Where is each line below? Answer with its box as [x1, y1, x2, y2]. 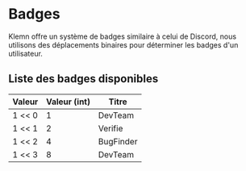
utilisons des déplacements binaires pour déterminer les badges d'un [8, 40, 239, 49]
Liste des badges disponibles [8, 72, 159, 85]
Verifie [98, 123, 123, 134]
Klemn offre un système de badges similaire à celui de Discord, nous [8, 31, 236, 41]
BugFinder [98, 136, 138, 147]
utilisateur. [8, 48, 43, 58]
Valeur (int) [45, 96, 91, 107]
